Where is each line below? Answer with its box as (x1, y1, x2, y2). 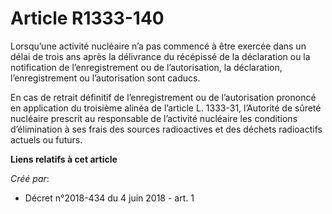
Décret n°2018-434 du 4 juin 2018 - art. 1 (24, 192, 195, 204)
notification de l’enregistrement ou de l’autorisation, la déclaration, (10, 61, 283, 73)
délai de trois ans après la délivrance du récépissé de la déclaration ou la (10, 50, 311, 62)
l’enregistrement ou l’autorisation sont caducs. (10, 72, 201, 84)
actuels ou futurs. (10, 133, 83, 146)
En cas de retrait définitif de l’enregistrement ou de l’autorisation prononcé (10, 91, 317, 103)
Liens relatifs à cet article (10, 153, 118, 165)
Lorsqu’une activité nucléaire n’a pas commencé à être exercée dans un (10, 40, 307, 52)
